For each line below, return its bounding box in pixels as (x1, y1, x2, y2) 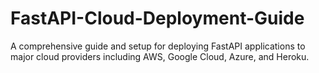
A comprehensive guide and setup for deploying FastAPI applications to (10, 40, 306, 52)
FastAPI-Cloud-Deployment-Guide (10, 7, 305, 30)
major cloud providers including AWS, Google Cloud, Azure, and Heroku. (10, 50, 310, 62)
